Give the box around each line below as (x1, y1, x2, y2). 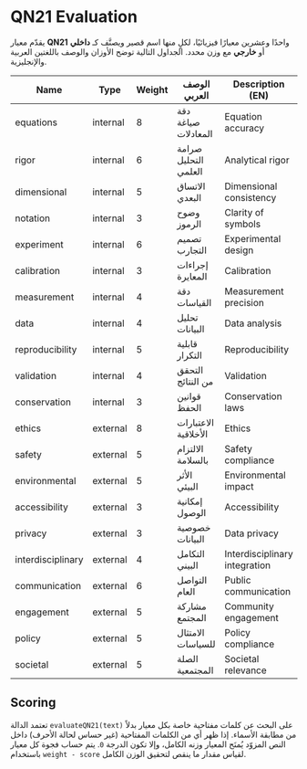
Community (224, 600, 274, 613)
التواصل (177, 574, 208, 586)
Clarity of (224, 205, 264, 218)
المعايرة (177, 269, 208, 282)
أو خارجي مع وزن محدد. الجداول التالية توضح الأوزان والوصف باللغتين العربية (10, 46, 265, 57)
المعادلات (177, 127, 213, 140)
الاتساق (177, 180, 206, 193)
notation (15, 212, 51, 225)
